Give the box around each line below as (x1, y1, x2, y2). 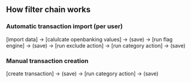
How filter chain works (6, 5, 91, 15)
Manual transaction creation (6, 57, 89, 65)
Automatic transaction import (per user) (6, 22, 123, 31)
